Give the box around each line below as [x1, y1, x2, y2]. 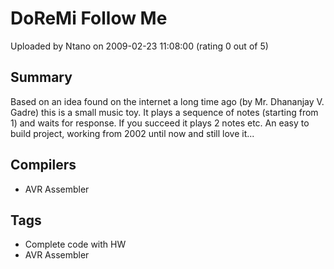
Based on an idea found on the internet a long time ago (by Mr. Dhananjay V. [10, 95, 325, 107]
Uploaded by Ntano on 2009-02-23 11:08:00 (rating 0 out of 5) [10, 40, 269, 52]
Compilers [10, 157, 77, 174]
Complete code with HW [24, 238, 127, 251]
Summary [10, 69, 73, 86]
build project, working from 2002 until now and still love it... [10, 127, 255, 139]
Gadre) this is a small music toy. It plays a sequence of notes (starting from [10, 106, 319, 118]
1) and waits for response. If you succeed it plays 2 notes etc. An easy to [10, 117, 310, 129]
